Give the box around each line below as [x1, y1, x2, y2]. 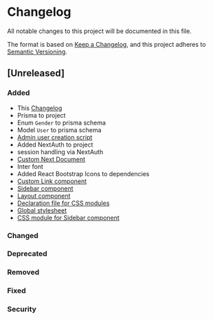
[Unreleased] [7, 67, 65, 79]
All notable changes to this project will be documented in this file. [7, 27, 192, 35]
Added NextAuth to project [16, 140, 93, 149]
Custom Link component [16, 177, 87, 185]
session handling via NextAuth [16, 147, 104, 156]
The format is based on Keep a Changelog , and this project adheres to [7, 40, 206, 48]
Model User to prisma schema [16, 125, 102, 134]
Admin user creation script [16, 133, 93, 141]
